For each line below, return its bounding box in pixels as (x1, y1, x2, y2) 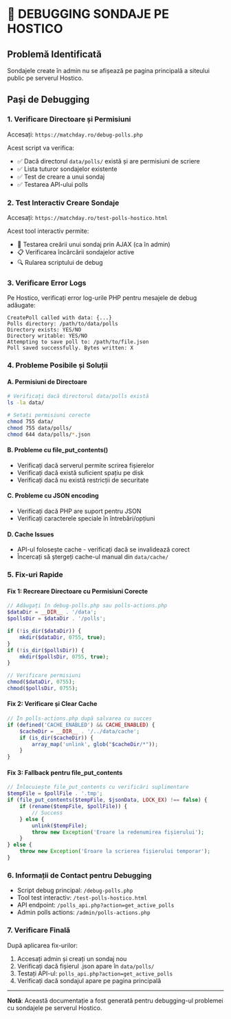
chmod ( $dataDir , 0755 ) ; (7, 678, 76, 685)
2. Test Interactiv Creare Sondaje (7, 198, 120, 208)
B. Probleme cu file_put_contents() (7, 446, 109, 454)
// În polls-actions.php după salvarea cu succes (7, 715, 153, 723)
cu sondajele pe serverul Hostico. (7, 1003, 102, 1012)
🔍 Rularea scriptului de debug (16, 258, 103, 266)
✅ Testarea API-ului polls (16, 180, 88, 188)
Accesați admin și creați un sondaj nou (16, 954, 127, 962)
